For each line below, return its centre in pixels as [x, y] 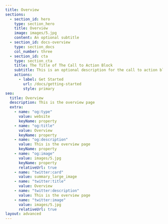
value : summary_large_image [48, 177]
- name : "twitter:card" [39, 172]
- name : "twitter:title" [40, 182]
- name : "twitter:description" [47, 191]
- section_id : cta [29, 56]
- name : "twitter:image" [40, 200]
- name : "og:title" [34, 126]
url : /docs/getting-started [52, 84]
